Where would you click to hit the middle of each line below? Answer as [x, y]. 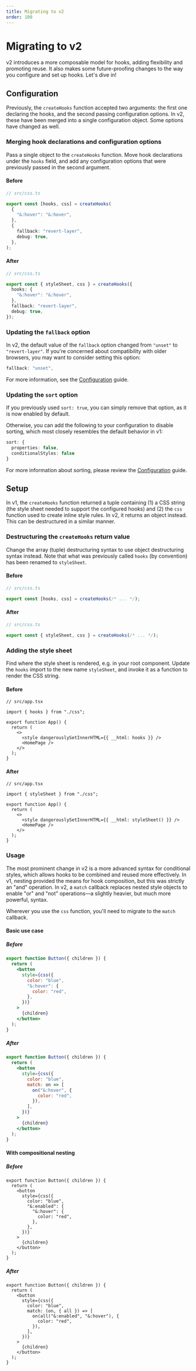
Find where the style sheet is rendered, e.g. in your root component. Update [98, 663]
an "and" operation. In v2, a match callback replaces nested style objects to [97, 887]
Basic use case [25, 931]
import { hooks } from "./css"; [45, 712]
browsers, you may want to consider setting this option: [73, 357]
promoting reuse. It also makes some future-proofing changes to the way [94, 69]
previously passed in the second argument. [58, 167]
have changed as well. [33, 127]
